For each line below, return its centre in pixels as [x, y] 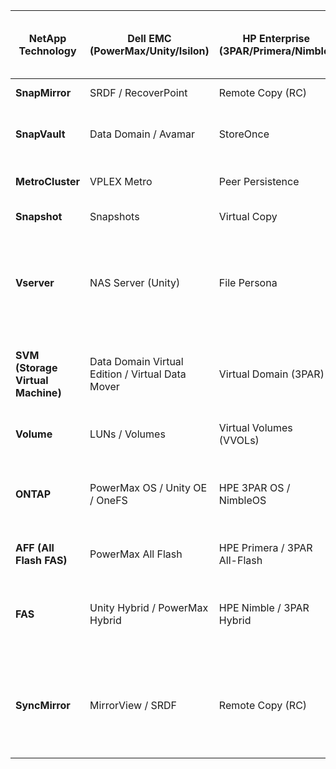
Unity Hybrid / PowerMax [149, 607]
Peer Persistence [259, 181]
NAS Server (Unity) [135, 282]
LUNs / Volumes [127, 434]
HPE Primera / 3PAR [265, 547]
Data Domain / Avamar [142, 134]
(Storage [36, 367]
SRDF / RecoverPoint [138, 92]
